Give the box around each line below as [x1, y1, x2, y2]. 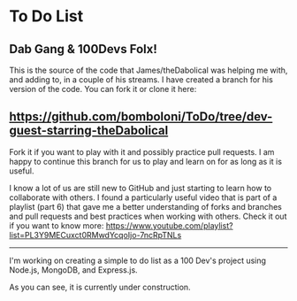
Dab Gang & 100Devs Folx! [9, 42, 157, 57]
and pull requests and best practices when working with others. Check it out [9, 211, 287, 221]
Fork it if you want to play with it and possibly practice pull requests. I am [9, 146, 275, 157]
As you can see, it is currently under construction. [9, 282, 192, 292]
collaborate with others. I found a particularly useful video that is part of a [9, 192, 278, 203]
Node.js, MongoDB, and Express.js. [9, 264, 139, 275]
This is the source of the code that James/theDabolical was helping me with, [9, 65, 288, 75]
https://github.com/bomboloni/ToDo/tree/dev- [9, 109, 273, 125]
